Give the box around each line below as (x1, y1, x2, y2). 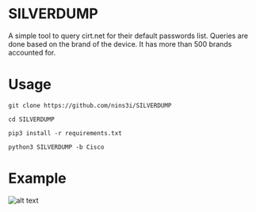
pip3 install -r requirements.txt (8, 129, 123, 137)
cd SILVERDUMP (8, 115, 55, 123)
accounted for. (8, 47, 56, 57)
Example (8, 169, 67, 187)
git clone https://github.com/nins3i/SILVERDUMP (8, 101, 172, 109)
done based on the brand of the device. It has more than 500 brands (8, 39, 232, 48)
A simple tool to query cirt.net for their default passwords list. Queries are (8, 31, 248, 40)
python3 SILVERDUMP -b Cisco (8, 143, 105, 151)
